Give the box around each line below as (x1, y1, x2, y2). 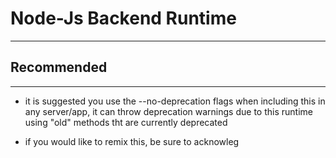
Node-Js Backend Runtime (10, 7, 237, 30)
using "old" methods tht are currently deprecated (24, 116, 228, 128)
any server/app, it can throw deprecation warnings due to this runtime (24, 105, 313, 117)
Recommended (10, 59, 108, 76)
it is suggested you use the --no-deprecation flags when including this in (24, 95, 326, 107)
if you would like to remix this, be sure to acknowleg (24, 135, 240, 147)
